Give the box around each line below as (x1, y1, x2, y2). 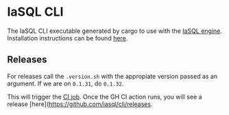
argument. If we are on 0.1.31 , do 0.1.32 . (7, 79, 124, 88)
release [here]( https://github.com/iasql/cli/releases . (7, 100, 153, 108)
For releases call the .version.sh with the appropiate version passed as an (7, 72, 218, 80)
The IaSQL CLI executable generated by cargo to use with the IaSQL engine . (7, 27, 223, 35)
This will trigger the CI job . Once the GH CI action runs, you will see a (7, 92, 202, 101)
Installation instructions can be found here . (7, 34, 128, 42)
